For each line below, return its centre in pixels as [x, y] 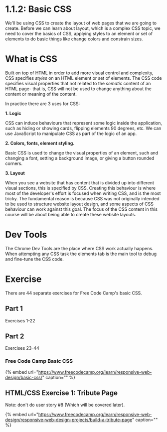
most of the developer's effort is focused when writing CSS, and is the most [83, 193]
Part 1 [14, 309]
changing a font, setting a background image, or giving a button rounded [80, 158]
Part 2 [15, 336]
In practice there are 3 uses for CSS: [43, 104]
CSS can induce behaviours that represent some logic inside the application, [84, 123]
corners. [14, 163]
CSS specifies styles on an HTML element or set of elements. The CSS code [83, 78]
